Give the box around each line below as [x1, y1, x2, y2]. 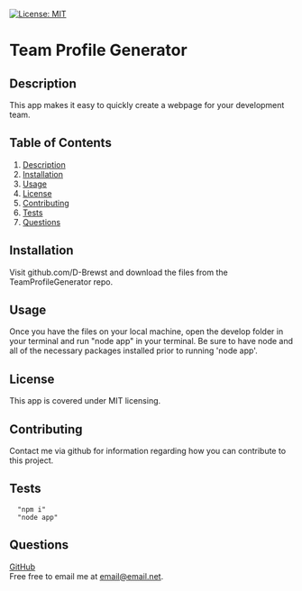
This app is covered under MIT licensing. [9, 396, 161, 406]
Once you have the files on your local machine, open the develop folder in [9, 326, 284, 337]
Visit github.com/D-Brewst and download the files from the [9, 267, 228, 277]
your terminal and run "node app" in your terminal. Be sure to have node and [9, 336, 294, 347]
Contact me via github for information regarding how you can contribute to [9, 446, 287, 457]
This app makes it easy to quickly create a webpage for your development [9, 100, 285, 110]
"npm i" [17, 505, 47, 514]
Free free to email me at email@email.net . [9, 570, 164, 581]
